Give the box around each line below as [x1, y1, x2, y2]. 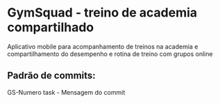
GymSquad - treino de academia [7, 5, 198, 21]
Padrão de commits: [7, 70, 96, 82]
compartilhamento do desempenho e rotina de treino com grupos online [7, 50, 213, 58]
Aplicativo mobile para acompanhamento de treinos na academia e [7, 42, 198, 50]
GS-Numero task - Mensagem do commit [7, 88, 126, 96]
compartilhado [7, 19, 94, 35]
